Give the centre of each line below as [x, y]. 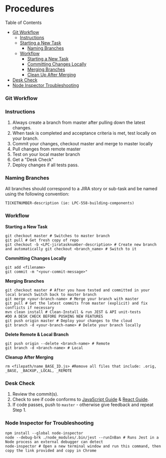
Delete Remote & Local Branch [37, 334]
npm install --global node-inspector [44, 433]
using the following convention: [37, 194]
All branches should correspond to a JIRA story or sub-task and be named [81, 189]
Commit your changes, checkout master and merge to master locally [83, 144]
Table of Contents [24, 22]
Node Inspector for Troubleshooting [49, 423]
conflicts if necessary [30, 308]
